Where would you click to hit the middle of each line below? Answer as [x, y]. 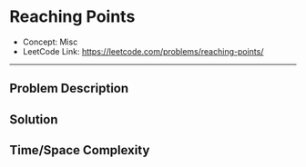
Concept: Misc [50, 42]
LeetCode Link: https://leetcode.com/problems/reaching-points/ [143, 51]
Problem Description [69, 88]
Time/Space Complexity [80, 150]
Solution [34, 119]
